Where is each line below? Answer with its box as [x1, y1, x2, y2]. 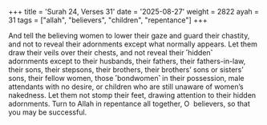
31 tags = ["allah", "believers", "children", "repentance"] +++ [8, 15, 208, 25]
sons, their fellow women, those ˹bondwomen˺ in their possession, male [8, 74, 245, 83]
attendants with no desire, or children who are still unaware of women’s [8, 82, 244, 91]
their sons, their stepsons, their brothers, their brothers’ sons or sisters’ [8, 65, 244, 75]
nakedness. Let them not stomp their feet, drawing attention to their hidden [8, 91, 257, 99]
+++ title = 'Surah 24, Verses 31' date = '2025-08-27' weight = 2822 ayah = [8, 7, 259, 16]
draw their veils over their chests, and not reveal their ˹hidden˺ [8, 48, 213, 57]
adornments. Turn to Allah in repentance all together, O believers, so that [8, 99, 250, 108]
